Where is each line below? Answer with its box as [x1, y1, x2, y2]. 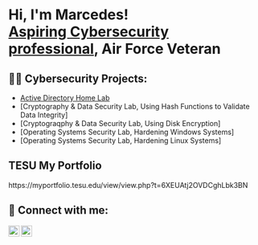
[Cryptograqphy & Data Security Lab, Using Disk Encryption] [19, 119, 221, 128]
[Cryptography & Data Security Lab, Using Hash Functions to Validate [19, 102, 251, 111]
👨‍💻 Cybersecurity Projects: [8, 71, 148, 85]
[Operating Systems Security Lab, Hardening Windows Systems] [19, 127, 235, 137]
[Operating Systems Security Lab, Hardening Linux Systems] [19, 136, 222, 145]
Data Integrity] [19, 110, 68, 120]
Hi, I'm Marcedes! [8, 6, 129, 24]
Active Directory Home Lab [19, 93, 110, 102]
